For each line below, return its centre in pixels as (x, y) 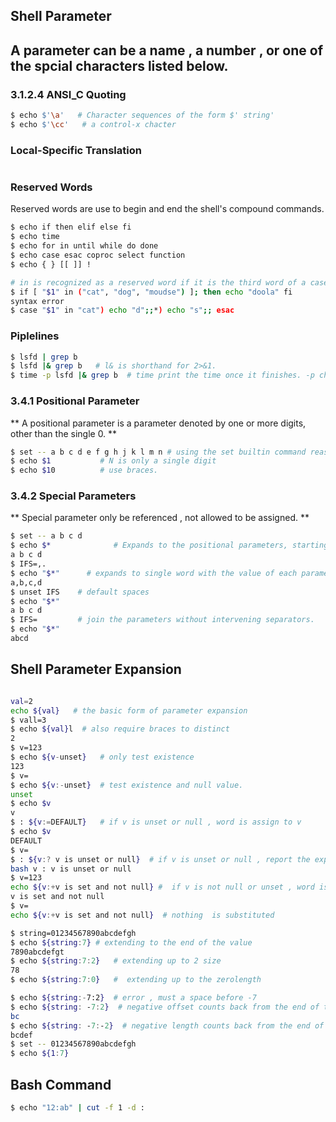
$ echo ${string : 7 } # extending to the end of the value (131, 942)
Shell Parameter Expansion (96, 669)
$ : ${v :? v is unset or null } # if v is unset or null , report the (160, 859)
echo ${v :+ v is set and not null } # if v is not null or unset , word (162, 887)
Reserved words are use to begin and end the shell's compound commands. (167, 209)
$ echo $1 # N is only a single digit (113, 461)
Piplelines (35, 336)
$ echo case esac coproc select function (98, 255)
